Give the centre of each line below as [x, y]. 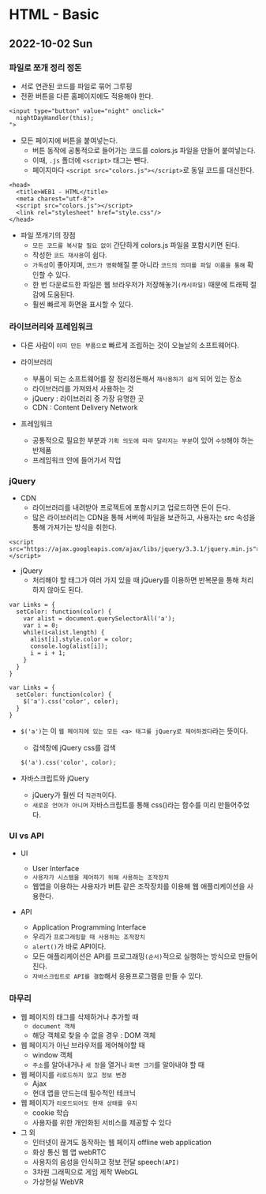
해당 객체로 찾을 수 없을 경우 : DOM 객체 [94, 1035]
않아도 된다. [65, 590]
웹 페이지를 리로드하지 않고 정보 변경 [73, 1075]
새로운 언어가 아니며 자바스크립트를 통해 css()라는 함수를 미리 [124, 805]
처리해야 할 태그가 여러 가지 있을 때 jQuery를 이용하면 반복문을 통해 [135, 580]
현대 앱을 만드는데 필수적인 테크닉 [84, 1093]
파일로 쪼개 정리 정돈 [45, 67]
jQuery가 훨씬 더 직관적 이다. [74, 795]
